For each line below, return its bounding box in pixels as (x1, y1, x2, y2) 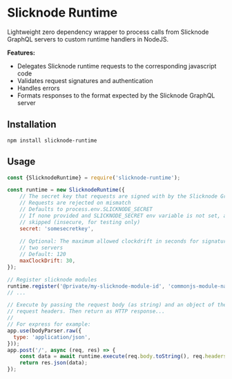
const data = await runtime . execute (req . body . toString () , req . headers (19, 353, 227, 360)
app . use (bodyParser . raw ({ (7, 327, 81, 334)
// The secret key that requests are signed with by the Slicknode (19, 193, 217, 200)
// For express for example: (7, 321, 91, 328)
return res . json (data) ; (19, 360, 88, 367)
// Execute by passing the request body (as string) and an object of (7, 302, 215, 308)
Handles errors (17, 84, 60, 92)
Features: (7, 48, 36, 57)
